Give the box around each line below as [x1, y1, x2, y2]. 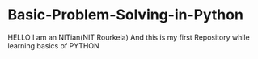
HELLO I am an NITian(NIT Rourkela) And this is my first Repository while [7, 32, 250, 42]
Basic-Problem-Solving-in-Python [7, 6, 244, 24]
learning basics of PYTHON [7, 40, 100, 50]
